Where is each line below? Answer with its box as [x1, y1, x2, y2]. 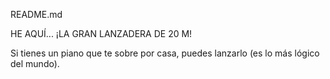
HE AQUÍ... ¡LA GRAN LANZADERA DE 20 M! [10, 28, 193, 39]
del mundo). [10, 58, 60, 69]
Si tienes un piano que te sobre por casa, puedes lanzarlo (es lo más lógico [10, 47, 320, 59]
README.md [10, 9, 63, 20]
